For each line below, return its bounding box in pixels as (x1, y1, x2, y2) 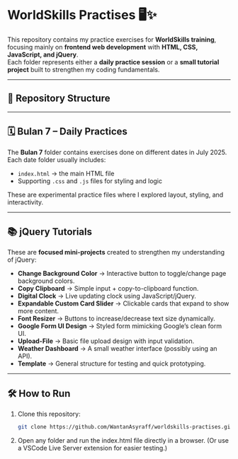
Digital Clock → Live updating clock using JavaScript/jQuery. (17, 292, 197, 301)
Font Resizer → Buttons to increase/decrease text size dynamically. (17, 314, 216, 323)
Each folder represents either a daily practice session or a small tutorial (7, 57, 220, 66)
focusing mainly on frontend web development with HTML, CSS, (7, 42, 198, 51)
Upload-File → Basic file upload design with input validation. (17, 337, 195, 345)
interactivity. (7, 197, 44, 207)
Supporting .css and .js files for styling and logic (17, 176, 163, 185)
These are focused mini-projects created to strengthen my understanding (7, 248, 225, 257)
